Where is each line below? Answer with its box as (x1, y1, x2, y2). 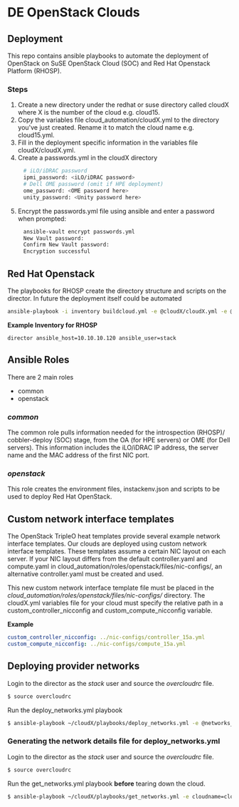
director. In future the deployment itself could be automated (7, 293, 183, 303)
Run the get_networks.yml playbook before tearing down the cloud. (7, 779, 206, 788)
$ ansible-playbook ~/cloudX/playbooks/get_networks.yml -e (7, 793, 190, 800)
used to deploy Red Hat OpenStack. (7, 492, 112, 501)
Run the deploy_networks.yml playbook (7, 706, 123, 714)
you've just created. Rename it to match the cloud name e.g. (17, 123, 194, 132)
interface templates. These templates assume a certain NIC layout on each (7, 547, 226, 556)
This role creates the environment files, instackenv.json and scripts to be (7, 485, 221, 494)
